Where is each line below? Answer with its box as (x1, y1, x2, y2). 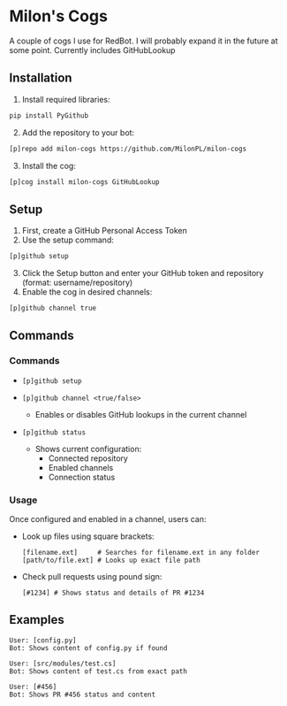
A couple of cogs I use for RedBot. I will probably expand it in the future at (9, 35, 278, 46)
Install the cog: (21, 160, 77, 171)
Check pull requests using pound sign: (21, 571, 162, 581)
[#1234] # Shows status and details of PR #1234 (21, 588, 205, 597)
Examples (9, 612, 64, 627)
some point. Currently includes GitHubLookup (9, 44, 176, 55)
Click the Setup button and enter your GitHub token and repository (21, 268, 264, 279)
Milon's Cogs (9, 6, 109, 27)
